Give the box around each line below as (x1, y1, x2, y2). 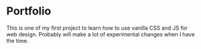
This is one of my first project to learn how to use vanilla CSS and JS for (6, 24, 188, 31)
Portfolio (6, 4, 51, 18)
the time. (6, 37, 29, 44)
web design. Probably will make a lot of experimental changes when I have (6, 30, 195, 38)
